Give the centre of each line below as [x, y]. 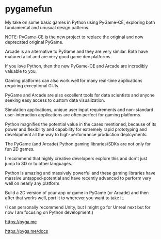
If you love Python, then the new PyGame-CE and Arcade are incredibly [76, 66]
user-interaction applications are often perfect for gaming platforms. [73, 114]
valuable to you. [21, 71]
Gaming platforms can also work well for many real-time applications [74, 80]
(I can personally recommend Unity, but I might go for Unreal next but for [78, 207]
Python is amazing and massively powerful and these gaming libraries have [80, 173]
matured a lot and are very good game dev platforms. [58, 56]
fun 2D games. [20, 149]
